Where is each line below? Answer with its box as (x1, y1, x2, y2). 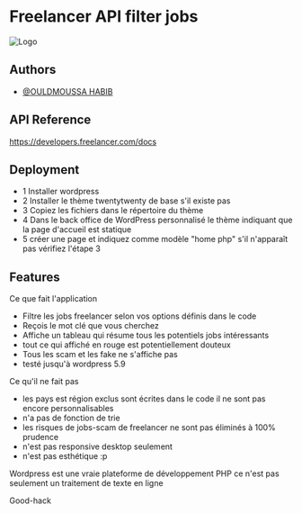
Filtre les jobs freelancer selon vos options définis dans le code (22, 310, 257, 321)
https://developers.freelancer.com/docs (9, 136, 157, 147)
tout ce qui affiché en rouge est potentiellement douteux (22, 339, 231, 350)
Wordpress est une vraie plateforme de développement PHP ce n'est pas (9, 468, 280, 479)
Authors (9, 62, 57, 77)
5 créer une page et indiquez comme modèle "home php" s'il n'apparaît (22, 234, 289, 245)
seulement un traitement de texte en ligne (9, 478, 164, 489)
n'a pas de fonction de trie (22, 412, 120, 424)
